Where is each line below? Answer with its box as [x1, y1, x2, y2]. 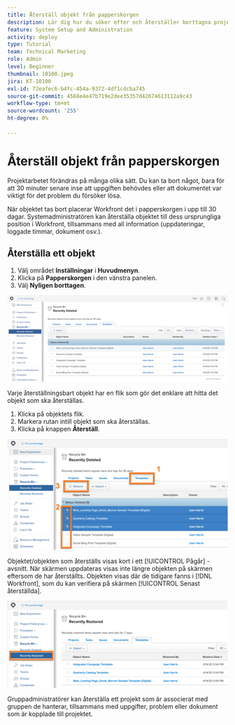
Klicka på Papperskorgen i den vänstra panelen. [17, 273, 157, 282]
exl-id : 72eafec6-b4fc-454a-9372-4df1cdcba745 [7, 85, 145, 92]
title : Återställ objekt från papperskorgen [7, 11, 139, 18]
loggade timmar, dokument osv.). [7, 227, 103, 235]
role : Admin [7, 56, 42, 63]
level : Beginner [7, 63, 55, 70]
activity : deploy [7, 34, 58, 41]
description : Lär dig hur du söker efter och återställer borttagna [7, 18, 211, 26]
